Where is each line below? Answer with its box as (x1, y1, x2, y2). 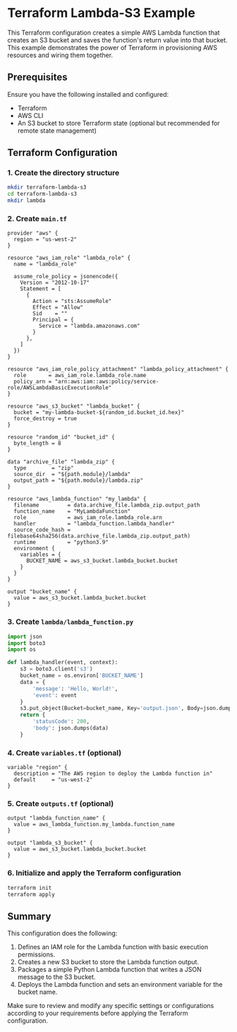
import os (7, 646, 37, 653)
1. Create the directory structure (7, 168, 120, 178)
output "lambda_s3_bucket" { (7, 839, 93, 847)
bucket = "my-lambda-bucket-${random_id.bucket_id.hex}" (13, 409, 185, 416)
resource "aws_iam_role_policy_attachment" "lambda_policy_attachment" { (7, 366, 229, 373)
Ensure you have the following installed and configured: (7, 90, 169, 98)
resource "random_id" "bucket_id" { (7, 434, 115, 441)
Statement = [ (20, 285, 61, 292)
